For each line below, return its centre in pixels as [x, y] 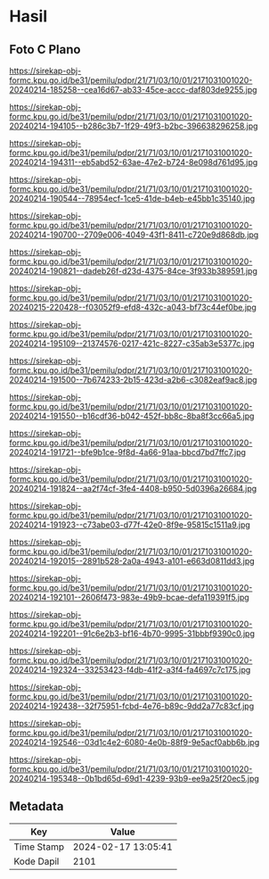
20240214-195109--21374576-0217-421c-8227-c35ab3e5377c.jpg [132, 344]
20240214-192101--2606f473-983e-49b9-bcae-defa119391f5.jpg [129, 597]
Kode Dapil [37, 861]
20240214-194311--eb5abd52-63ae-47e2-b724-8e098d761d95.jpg [134, 162]
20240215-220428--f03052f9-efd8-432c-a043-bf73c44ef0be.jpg [133, 307]
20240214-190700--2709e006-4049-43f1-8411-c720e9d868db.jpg [134, 235]
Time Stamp [39, 847]
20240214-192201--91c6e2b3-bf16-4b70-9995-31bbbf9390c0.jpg [132, 634]
